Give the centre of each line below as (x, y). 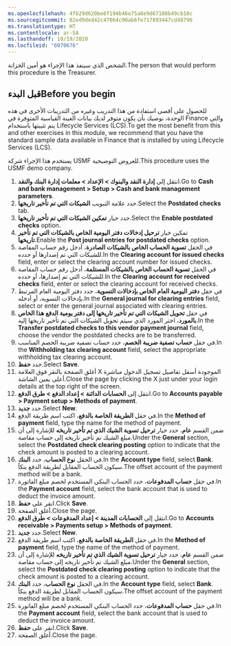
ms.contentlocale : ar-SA (43, 33)
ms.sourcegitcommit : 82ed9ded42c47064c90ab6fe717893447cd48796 (100, 20)
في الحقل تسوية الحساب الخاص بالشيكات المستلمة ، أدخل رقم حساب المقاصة (117, 269)
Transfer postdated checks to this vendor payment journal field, (111, 327)
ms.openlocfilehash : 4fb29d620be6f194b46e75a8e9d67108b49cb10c (100, 13)
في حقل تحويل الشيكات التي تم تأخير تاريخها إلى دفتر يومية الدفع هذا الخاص (112, 313)
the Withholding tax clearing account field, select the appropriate (112, 349)
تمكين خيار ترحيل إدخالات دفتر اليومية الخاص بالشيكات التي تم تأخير (103, 232)
